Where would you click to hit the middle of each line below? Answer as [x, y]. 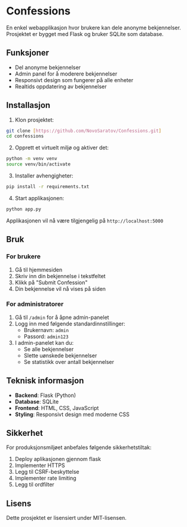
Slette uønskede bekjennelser [60, 356]
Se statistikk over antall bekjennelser [69, 362]
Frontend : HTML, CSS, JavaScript [57, 408]
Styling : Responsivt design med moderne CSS [72, 414]
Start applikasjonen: [39, 198]
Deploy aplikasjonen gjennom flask [58, 459]
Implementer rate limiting [45, 478]
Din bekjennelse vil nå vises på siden [60, 288]
